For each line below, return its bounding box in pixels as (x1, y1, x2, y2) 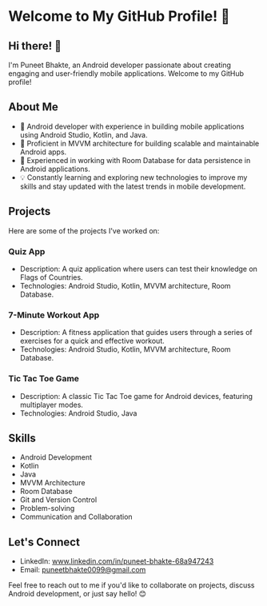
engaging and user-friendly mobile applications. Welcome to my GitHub (8, 69, 245, 78)
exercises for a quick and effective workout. (19, 336, 165, 346)
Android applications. (19, 164, 90, 173)
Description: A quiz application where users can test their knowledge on (19, 264, 258, 273)
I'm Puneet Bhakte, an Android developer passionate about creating (8, 60, 232, 70)
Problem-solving (19, 504, 75, 513)
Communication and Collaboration (19, 512, 133, 522)
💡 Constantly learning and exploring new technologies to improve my (19, 172, 248, 182)
